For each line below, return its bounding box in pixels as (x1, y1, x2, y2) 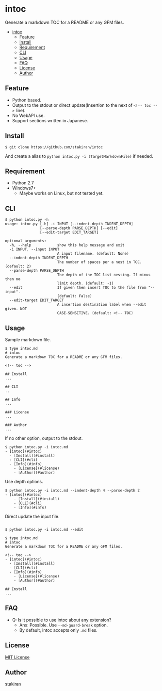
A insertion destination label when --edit (57, 302, 146, 307)
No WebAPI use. (12, 113, 45, 118)
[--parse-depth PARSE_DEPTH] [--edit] (39, 226, 118, 231)
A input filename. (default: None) (57, 251, 130, 256)
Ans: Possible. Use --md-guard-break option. (19, 622, 108, 628)
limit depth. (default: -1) (57, 281, 114, 286)
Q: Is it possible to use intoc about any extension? (12, 617, 112, 623)
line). (15, 107, 26, 113)
